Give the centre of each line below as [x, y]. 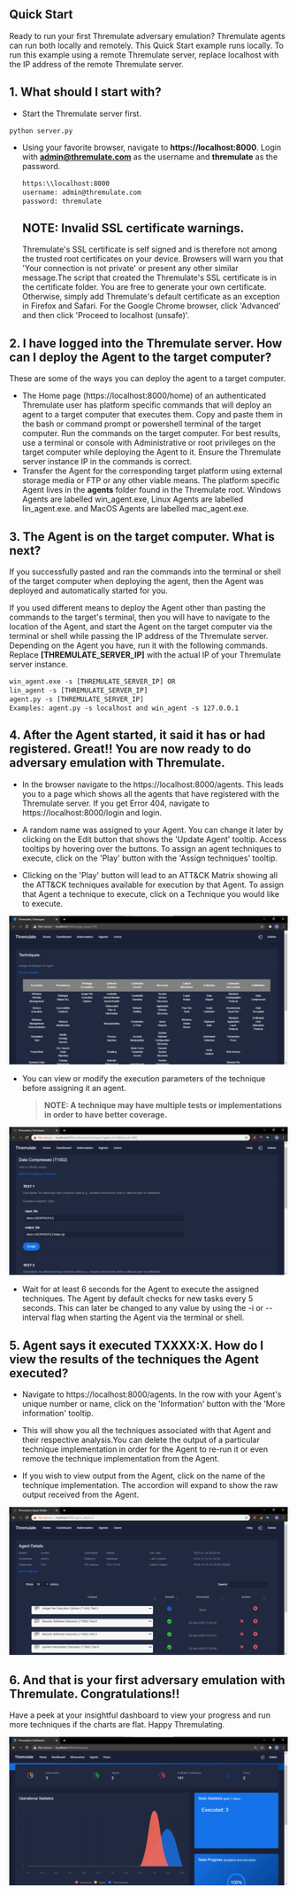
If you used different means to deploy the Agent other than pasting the [137, 608]
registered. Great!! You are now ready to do [130, 749]
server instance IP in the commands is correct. [107, 462]
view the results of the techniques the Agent [134, 1359]
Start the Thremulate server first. [81, 113]
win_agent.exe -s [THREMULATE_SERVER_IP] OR [92, 682]
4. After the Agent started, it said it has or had [137, 735]
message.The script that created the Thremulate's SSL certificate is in [149, 277]
